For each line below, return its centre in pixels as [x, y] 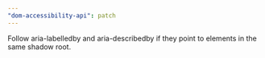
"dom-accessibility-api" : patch [62, 15]
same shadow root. [39, 46]
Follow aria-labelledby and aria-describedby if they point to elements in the [132, 38]
